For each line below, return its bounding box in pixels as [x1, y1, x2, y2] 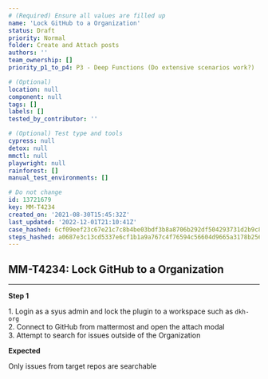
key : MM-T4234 [8, 203, 56, 211]
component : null [8, 93, 62, 101]
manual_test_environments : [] [8, 174, 109, 182]
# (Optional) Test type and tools [8, 129, 124, 138]
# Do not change [8, 188, 62, 196]
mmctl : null [8, 152, 48, 160]
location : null [8, 85, 59, 93]
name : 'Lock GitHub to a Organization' [8, 19, 141, 27]
